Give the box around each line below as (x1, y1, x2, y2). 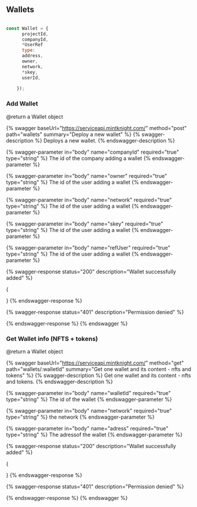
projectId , (21, 31, 49, 37)
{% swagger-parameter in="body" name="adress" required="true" (6, 425, 169, 432)
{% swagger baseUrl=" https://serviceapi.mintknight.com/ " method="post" (6, 124, 187, 131)
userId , (21, 75, 41, 81)
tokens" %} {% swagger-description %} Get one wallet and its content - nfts (6, 372, 191, 379)
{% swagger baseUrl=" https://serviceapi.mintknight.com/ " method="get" (6, 359, 184, 366)
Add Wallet (6, 100, 38, 108)
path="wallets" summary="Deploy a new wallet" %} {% (6, 131, 141, 138)
